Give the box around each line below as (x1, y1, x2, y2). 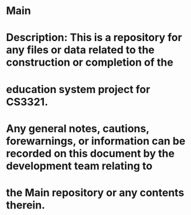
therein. (6, 198, 46, 211)
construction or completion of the (6, 56, 174, 69)
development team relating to (6, 159, 153, 172)
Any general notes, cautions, (6, 122, 149, 135)
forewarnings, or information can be (6, 134, 186, 148)
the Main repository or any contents (6, 186, 185, 199)
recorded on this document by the (6, 146, 175, 160)
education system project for (6, 83, 151, 96)
